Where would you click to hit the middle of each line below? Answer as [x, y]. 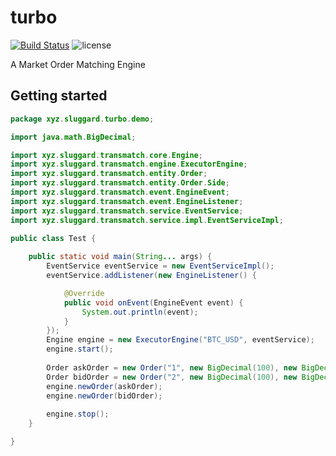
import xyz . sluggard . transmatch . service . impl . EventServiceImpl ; [147, 220]
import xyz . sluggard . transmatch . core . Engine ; [106, 155]
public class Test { [53, 238]
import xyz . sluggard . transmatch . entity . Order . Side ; [120, 183]
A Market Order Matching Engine [78, 64]
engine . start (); [80, 349]
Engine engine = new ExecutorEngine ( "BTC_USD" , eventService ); [180, 340]
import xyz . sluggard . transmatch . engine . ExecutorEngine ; [129, 164]
